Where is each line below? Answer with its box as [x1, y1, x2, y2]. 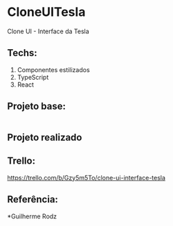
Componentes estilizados [17, 65, 90, 73]
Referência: [7, 193, 59, 205]
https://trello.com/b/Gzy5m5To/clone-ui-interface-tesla [7, 173, 166, 182]
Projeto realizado [7, 131, 82, 143]
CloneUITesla [7, 4, 86, 20]
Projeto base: [7, 101, 66, 112]
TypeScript [17, 73, 49, 81]
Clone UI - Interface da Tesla [7, 27, 90, 35]
